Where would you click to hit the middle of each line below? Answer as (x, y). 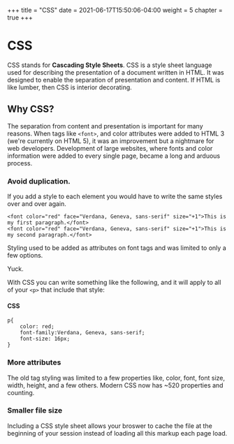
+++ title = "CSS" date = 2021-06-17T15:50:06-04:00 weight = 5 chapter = (115, 10)
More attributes (34, 362)
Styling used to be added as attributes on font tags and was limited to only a (117, 248)
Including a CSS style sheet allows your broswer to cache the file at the (110, 426)
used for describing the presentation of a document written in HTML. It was (116, 72)
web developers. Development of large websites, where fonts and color (110, 148)
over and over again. (37, 204)
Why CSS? (31, 109)
